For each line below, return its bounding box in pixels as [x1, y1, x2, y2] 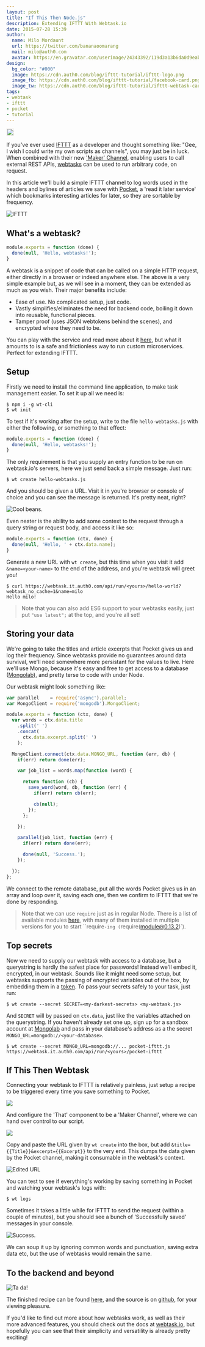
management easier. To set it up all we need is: [6, 389, 124, 397]
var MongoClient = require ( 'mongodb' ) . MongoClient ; [6, 700, 140, 707]
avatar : [12, 54, 32, 61]
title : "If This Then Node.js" [6, 15, 86, 21]
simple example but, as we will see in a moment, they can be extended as [6, 280, 191, 287]
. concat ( [17, 729, 40, 735]
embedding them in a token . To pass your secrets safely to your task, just [6, 983, 191, 990]
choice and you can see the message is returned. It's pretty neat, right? [6, 494, 186, 501]
